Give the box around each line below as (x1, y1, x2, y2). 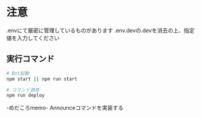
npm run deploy (6, 92, 45, 99)
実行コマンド (6, 54, 55, 64)
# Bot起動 (6, 70, 29, 76)
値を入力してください (6, 34, 60, 41)
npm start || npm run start (6, 76, 78, 82)
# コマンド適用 (6, 87, 40, 93)
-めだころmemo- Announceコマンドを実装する (6, 104, 124, 112)
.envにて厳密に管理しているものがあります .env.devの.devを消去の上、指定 (6, 27, 195, 34)
